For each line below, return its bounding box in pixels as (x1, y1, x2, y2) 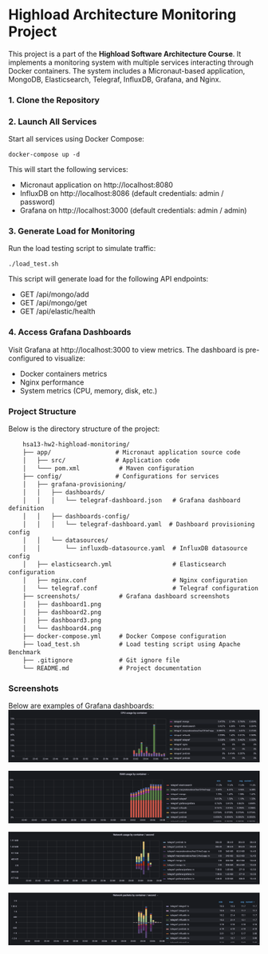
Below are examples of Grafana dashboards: (8, 701, 155, 711)
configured (8, 353, 45, 363)
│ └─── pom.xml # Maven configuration (22, 465, 195, 473)
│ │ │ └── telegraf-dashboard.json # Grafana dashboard (22, 497, 241, 505)
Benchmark (8, 649, 41, 657)
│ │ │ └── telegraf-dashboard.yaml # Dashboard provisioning (22, 521, 255, 529)
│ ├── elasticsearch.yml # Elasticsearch (22, 561, 227, 569)
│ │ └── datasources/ (22, 537, 109, 545)
